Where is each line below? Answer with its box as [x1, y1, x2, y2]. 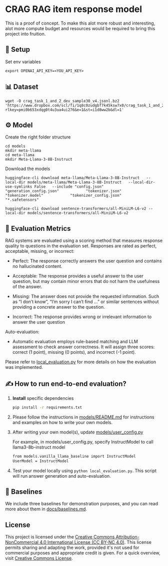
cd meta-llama [5, 153, 35, 158]
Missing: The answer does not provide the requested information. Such [12, 294, 159, 300]
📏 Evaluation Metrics [5, 224, 71, 233]
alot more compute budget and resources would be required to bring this [5, 25, 155, 31]
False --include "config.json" [34, 184, 104, 189]
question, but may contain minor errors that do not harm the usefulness [12, 278, 160, 285]
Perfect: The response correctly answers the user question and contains [12, 258, 162, 264]
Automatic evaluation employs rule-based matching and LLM [12, 339, 138, 345]
